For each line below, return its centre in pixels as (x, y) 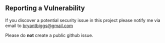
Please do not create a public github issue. (49, 35)
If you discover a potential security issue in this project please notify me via (83, 20)
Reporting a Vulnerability (45, 8)
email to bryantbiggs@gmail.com (39, 25)
